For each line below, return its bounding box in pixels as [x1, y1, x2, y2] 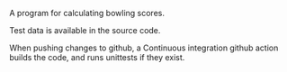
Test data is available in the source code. [9, 25, 161, 35]
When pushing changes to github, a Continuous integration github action [9, 42, 279, 53]
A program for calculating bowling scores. [9, 8, 165, 18]
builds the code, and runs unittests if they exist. [9, 52, 185, 62]
